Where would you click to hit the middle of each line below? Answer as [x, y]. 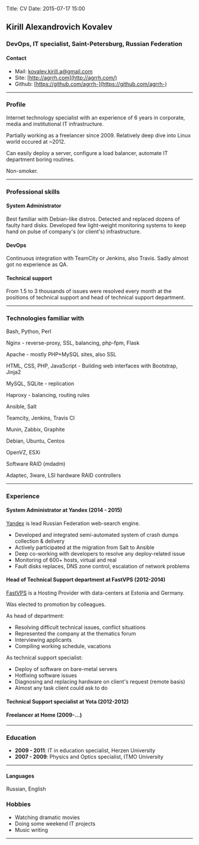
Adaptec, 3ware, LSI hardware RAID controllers [64, 475]
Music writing [31, 830]
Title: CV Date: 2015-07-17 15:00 [46, 9]
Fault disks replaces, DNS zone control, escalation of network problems [102, 566]
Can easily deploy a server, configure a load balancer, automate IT [87, 153]
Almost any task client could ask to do [61, 688]
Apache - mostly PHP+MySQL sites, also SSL [61, 354]
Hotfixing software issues [46, 675]
